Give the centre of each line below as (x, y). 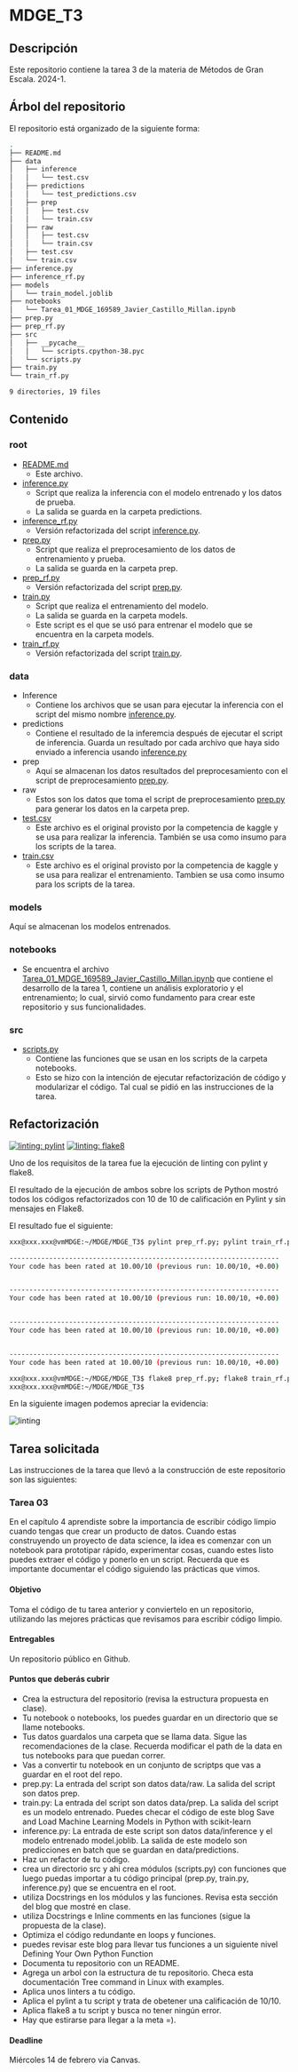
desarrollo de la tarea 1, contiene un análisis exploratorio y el (133, 988)
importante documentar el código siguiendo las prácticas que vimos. (135, 1569)
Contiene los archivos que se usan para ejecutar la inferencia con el (159, 705)
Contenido (39, 420)
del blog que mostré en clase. (76, 1907)
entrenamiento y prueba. (80, 558)
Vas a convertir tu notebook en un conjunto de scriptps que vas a (141, 1765)
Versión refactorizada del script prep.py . (109, 586)
